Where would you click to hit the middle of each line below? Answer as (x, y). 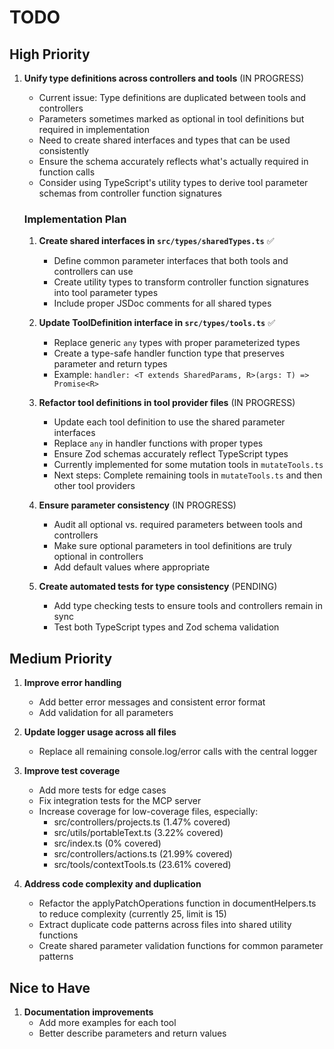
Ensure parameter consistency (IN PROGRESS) (137, 505)
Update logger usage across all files (100, 732)
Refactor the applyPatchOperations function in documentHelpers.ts (177, 903)
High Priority (50, 54)
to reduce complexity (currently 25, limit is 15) (132, 914)
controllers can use (93, 272)
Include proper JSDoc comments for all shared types (162, 303)
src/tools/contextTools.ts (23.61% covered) (142, 865)
